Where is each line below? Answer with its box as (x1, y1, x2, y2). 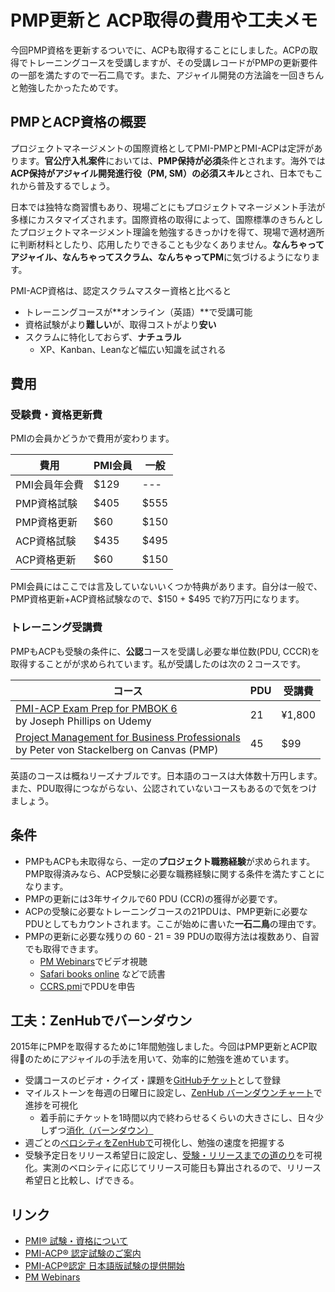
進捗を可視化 (24, 1099, 78, 1111)
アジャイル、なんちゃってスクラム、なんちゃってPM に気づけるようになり (10, 251, 312, 263)
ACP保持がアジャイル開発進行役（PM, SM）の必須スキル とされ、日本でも (10, 167, 315, 179)
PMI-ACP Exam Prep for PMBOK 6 (15, 701, 178, 715)
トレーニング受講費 (10, 621, 103, 635)
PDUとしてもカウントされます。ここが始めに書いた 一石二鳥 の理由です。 (24, 917, 322, 930)
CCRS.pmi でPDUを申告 (39, 980, 136, 992)
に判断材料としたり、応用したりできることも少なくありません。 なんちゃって (10, 238, 325, 250)
